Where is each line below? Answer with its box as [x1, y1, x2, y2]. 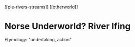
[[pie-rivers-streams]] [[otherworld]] [4, 4, 78, 10]
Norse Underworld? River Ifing [4, 21, 131, 32]
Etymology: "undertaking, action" [4, 36, 72, 42]
